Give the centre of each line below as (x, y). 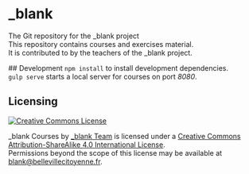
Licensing (33, 101)
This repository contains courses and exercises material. (101, 44)
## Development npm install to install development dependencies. (119, 68)
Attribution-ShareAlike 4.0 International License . (87, 145)
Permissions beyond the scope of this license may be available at (115, 153)
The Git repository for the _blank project (74, 36)
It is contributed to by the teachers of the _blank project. (100, 52)
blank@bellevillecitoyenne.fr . (55, 161)
